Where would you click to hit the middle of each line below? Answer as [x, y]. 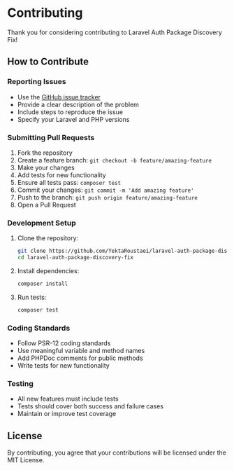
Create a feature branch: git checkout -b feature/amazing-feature [114, 160]
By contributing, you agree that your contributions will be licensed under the [117, 452]
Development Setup [42, 223]
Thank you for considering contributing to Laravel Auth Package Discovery [115, 32]
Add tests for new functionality [61, 175]
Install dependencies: [48, 270]
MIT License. [26, 460]
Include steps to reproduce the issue [70, 112]
